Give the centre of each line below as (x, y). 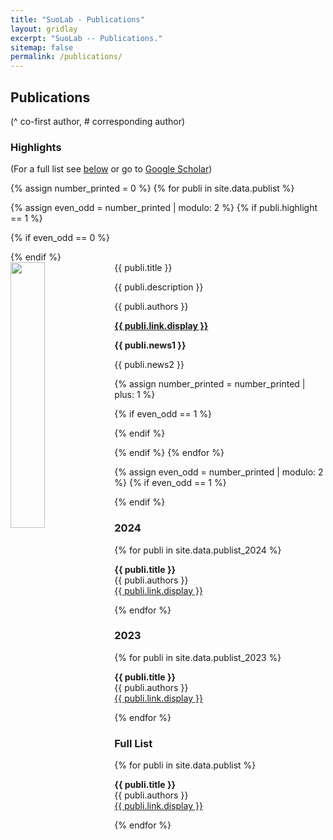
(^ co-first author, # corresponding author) (98, 121)
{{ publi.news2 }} (149, 365)
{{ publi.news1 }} (150, 345)
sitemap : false (42, 47)
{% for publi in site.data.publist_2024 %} (198, 550)
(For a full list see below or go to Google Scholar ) (111, 169)
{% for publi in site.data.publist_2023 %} (198, 657)
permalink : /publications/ (66, 57)
